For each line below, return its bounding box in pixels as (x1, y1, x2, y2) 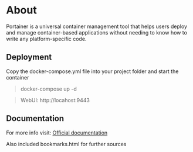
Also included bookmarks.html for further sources (6, 140, 127, 147)
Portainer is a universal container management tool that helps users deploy (6, 23, 188, 30)
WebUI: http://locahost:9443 (20, 96, 90, 103)
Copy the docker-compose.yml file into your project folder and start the (6, 68, 179, 75)
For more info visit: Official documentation (6, 129, 108, 136)
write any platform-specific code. (6, 35, 87, 42)
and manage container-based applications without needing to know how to (6, 29, 188, 36)
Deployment (6, 52, 52, 62)
